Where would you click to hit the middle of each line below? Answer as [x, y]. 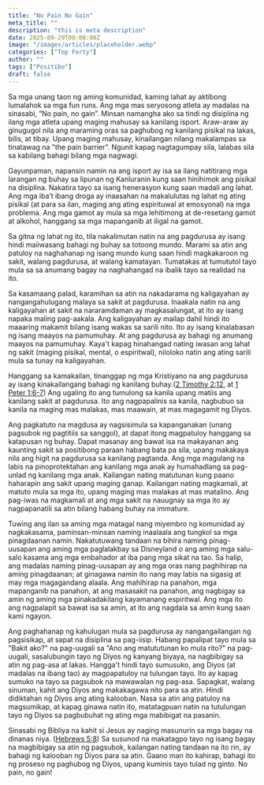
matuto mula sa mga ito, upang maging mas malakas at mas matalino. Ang [129, 492]
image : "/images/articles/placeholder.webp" [82, 45]
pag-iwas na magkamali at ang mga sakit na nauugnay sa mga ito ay [119, 500]
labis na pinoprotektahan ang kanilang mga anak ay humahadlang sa [119, 466]
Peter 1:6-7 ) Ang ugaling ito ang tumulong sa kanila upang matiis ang [120, 392]
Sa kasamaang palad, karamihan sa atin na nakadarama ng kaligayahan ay [129, 293]
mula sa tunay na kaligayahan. [57, 361]
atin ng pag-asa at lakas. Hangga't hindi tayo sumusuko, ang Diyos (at [122, 664]
